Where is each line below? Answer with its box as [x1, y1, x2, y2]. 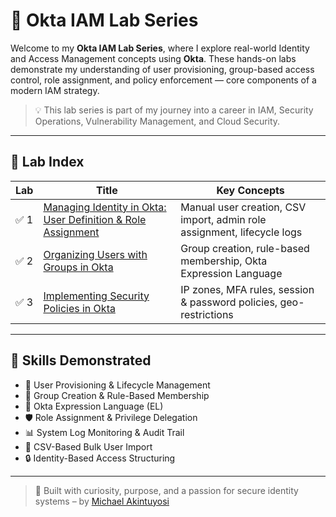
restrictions [180, 307, 234, 321]
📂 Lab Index [10, 154, 85, 171]
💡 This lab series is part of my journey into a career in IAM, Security [34, 104, 314, 116]
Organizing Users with [43, 247, 148, 261]
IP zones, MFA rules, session [180, 282, 315, 296]
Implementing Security [43, 289, 150, 303]
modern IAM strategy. [10, 84, 100, 96]
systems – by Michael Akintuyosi [34, 495, 170, 507]
